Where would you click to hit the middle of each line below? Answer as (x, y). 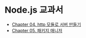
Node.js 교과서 (34, 10)
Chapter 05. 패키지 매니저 (37, 30)
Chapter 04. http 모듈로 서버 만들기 (46, 24)
